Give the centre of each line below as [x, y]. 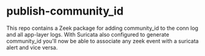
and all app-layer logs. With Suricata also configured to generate [88, 34]
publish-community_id [65, 11]
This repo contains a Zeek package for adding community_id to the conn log [102, 28]
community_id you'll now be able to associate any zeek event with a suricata [102, 41]
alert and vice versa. [32, 47]
